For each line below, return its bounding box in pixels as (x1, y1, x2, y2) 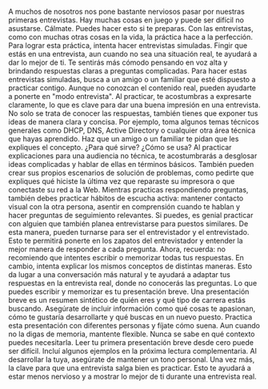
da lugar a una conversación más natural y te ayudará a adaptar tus (8, 270, 230, 279)
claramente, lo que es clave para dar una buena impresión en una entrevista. (8, 100, 261, 109)
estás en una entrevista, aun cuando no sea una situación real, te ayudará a (8, 50, 258, 58)
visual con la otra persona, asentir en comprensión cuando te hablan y (8, 202, 241, 211)
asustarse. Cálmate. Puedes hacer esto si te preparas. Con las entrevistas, (8, 24, 254, 33)
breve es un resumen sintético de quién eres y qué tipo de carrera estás (8, 296, 246, 304)
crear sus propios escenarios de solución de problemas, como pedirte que (8, 168, 254, 177)
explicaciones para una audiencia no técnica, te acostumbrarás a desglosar (8, 151, 258, 161)
